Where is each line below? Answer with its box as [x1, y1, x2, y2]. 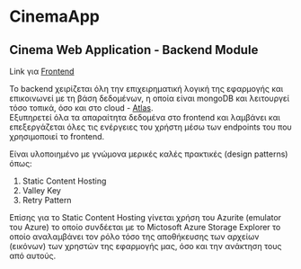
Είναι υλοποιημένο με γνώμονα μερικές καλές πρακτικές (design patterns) [9, 148, 288, 159]
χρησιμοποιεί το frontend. [9, 131, 105, 141]
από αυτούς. [9, 250, 57, 261]
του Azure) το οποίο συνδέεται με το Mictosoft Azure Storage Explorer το [9, 222, 281, 232]
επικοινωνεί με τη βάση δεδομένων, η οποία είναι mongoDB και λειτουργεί [9, 93, 290, 103]
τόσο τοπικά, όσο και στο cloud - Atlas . [9, 103, 155, 113]
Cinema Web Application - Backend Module [9, 42, 259, 58]
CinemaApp [9, 6, 101, 27]
